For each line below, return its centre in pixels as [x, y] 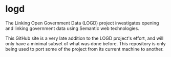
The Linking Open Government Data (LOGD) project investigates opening [82, 23]
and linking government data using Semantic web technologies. [72, 28]
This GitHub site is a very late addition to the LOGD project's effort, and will [84, 38]
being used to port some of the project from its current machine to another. [84, 49]
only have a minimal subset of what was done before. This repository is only [85, 43]
